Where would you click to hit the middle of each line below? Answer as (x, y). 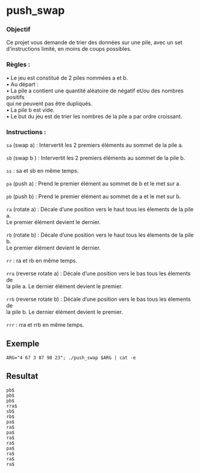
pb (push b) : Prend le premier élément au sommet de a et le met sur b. (94, 196)
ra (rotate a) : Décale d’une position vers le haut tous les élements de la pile (100, 210)
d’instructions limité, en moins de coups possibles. (69, 49)
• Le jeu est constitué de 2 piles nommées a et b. (67, 78)
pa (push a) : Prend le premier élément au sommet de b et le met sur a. (93, 184)
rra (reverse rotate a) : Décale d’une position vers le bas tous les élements (98, 274)
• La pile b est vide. (30, 110)
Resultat (22, 376)
